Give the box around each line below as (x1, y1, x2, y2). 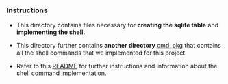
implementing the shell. (16, 28, 86, 36)
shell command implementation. (16, 69, 107, 77)
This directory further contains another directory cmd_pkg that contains (16, 42, 222, 50)
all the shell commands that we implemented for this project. (16, 48, 188, 57)
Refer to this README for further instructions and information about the (16, 62, 218, 70)
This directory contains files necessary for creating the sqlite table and (16, 21, 219, 29)
